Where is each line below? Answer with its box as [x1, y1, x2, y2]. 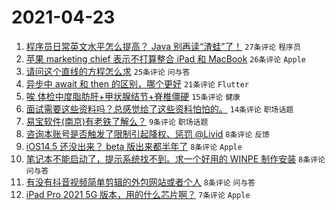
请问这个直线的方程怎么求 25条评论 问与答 [25, 65, 191, 77]
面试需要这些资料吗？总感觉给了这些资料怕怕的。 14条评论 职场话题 [25, 102, 294, 115]
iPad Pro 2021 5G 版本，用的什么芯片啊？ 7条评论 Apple [25, 188, 251, 200]
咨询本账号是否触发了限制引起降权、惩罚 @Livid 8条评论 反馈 [25, 127, 270, 140]
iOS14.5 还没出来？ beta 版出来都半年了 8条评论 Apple [25, 140, 243, 152]
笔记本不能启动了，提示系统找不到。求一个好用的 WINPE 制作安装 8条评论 [25, 152, 326, 165]
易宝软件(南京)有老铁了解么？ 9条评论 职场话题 [25, 115, 209, 127]
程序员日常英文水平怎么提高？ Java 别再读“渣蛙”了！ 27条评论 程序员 [25, 40, 301, 52]
